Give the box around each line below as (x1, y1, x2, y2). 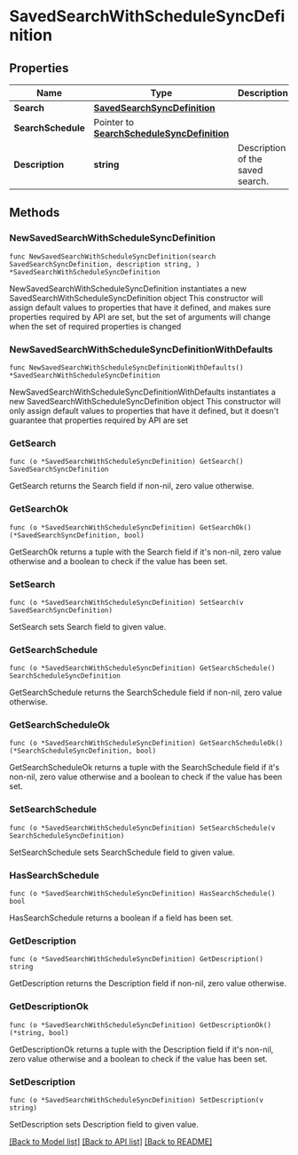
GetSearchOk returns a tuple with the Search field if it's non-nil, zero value (9, 546, 282, 557)
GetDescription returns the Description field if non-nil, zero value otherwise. (9, 978, 286, 989)
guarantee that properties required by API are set (9, 415, 189, 426)
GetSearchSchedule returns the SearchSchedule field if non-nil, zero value (9, 687, 282, 698)
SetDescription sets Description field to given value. (9, 1119, 200, 1129)
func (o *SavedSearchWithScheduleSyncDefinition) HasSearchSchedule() (9, 889, 276, 898)
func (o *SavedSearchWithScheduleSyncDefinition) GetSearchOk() (9, 522, 252, 532)
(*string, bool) (9, 1028, 69, 1037)
